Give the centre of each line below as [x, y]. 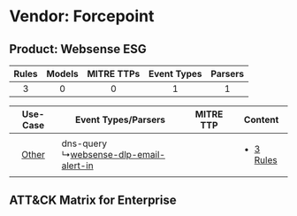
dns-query [84, 143]
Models [62, 74]
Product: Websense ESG [78, 49]
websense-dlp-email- [118, 154]
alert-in [78, 166]
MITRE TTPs [114, 74]
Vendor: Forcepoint [82, 16]
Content [261, 120]
